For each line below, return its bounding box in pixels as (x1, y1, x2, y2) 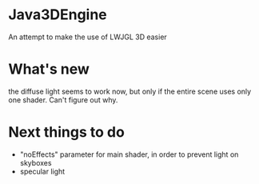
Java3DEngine (8, 6, 108, 24)
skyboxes (19, 158, 52, 167)
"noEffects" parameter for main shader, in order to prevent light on (19, 150, 239, 159)
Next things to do (8, 123, 126, 142)
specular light (19, 166, 66, 176)
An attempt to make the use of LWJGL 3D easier (8, 32, 168, 42)
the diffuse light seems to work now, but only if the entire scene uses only (8, 86, 252, 96)
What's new (8, 60, 90, 78)
